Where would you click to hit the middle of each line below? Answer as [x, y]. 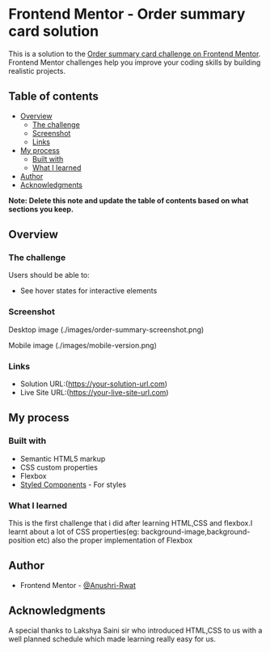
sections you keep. [41, 209]
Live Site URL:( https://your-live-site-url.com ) [94, 393]
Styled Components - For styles [73, 484]
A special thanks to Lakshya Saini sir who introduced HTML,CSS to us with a [135, 630]
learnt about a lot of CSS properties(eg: [74, 532]
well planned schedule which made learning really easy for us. [112, 639]
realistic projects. [37, 70]
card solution [54, 31]
